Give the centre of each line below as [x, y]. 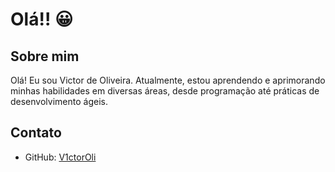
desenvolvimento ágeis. [59, 101]
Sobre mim [45, 56]
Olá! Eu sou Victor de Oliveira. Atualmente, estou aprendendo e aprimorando [168, 80]
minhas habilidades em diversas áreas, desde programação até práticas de [165, 91]
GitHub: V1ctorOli [60, 157]
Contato [36, 133]
